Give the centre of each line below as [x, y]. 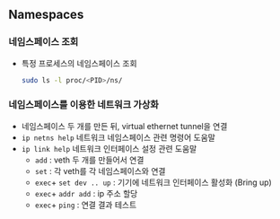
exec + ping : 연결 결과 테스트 [86, 205]
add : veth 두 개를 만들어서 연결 [89, 160]
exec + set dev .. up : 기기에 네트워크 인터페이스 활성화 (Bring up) [153, 182]
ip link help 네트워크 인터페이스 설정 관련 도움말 [109, 148]
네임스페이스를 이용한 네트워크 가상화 [83, 105]
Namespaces [46, 15]
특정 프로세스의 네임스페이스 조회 [79, 63]
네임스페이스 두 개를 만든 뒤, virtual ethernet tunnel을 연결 [124, 126]
